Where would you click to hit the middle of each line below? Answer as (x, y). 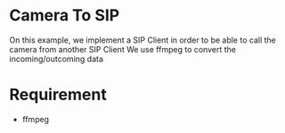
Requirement (58, 95)
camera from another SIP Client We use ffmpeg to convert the (122, 49)
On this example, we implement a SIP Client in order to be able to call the (142, 40)
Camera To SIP (65, 16)
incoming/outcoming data (57, 59)
